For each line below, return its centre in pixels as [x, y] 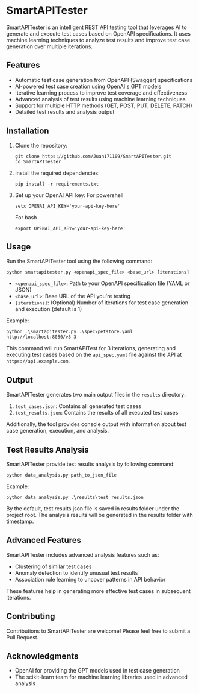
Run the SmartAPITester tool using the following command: [79, 261]
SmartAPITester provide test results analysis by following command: [91, 464]
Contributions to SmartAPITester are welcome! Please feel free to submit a [98, 631]
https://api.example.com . [38, 361]
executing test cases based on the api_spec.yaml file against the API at [94, 355]
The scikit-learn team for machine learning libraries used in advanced [101, 677]
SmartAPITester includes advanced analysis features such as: [83, 554]
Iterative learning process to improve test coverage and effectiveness [101, 93]
